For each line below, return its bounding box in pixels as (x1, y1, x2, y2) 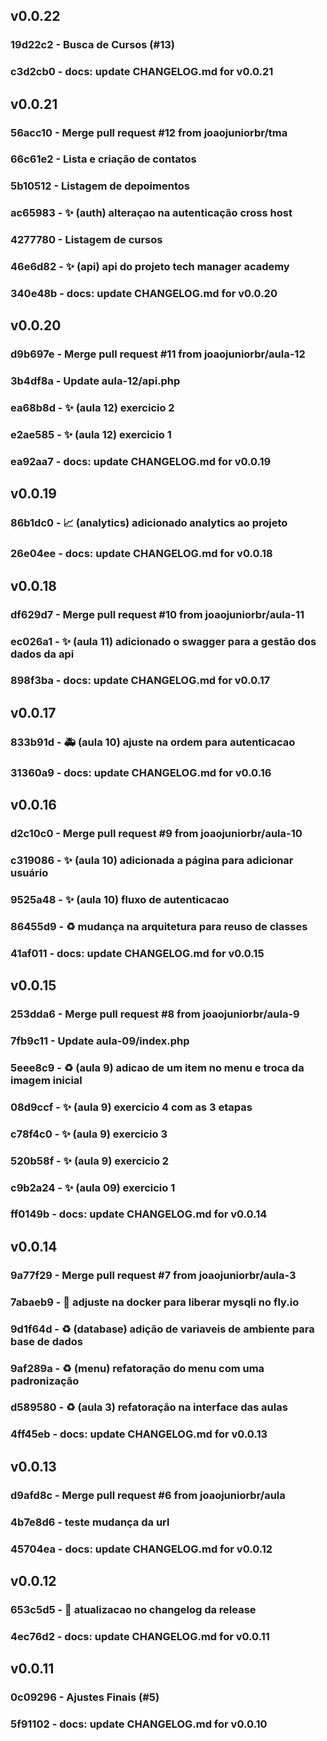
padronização (10, 1374, 80, 1388)
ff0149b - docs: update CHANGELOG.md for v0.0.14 (10, 1207, 268, 1221)
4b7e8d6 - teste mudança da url (10, 1515, 170, 1529)
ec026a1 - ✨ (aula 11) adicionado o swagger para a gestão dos (10, 634, 317, 648)
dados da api (10, 647, 75, 661)
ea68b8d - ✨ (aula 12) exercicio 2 (10, 401, 175, 415)
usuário (10, 865, 49, 879)
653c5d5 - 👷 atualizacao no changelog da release (10, 1602, 257, 1616)
